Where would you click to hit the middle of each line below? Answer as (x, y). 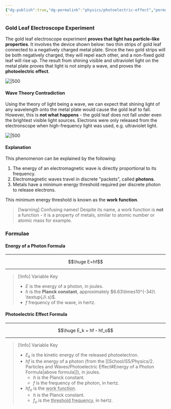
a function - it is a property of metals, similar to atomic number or (86, 215)
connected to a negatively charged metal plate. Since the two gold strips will (85, 49)
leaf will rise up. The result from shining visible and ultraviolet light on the (82, 60)
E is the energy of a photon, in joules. (64, 286)
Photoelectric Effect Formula (36, 314)
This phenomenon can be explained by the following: (61, 159)
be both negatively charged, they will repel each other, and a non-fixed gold (85, 55)
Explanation (18, 147)
